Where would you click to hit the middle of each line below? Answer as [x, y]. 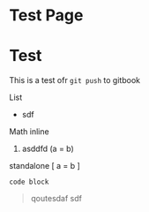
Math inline [30, 132]
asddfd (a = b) [48, 149]
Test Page [46, 15]
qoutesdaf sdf [56, 199]
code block [29, 182]
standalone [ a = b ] [45, 166]
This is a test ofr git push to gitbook [75, 80]
